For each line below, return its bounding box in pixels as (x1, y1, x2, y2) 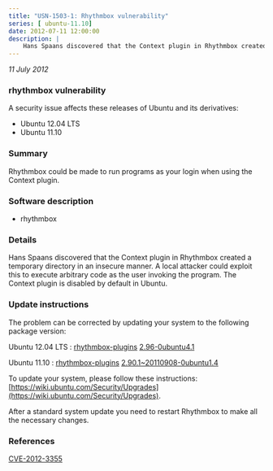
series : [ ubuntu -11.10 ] (8, 20, 93, 28)
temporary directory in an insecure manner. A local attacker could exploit (8, 261, 253, 271)
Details (8, 233, 37, 245)
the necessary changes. (8, 415, 89, 425)
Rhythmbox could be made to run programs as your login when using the (8, 166, 253, 176)
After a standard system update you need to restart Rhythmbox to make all (8, 406, 258, 416)
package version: (8, 326, 67, 336)
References (8, 435, 55, 447)
